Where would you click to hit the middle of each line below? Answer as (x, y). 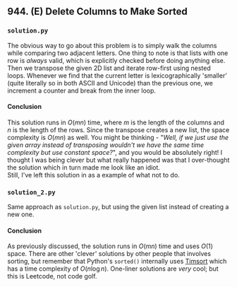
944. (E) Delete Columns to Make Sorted (98, 12)
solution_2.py (31, 192)
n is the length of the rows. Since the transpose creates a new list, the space (119, 129)
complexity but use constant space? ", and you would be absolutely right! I (115, 152)
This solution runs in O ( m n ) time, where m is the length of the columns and (116, 122)
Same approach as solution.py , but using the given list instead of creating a (118, 207)
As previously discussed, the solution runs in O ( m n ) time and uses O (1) (110, 246)
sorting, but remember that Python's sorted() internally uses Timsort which (117, 262)
